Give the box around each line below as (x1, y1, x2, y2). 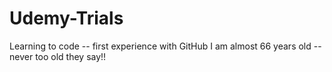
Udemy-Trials (9, 7, 124, 30)
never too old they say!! (9, 50, 107, 62)
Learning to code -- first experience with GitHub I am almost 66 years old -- (9, 40, 322, 52)
